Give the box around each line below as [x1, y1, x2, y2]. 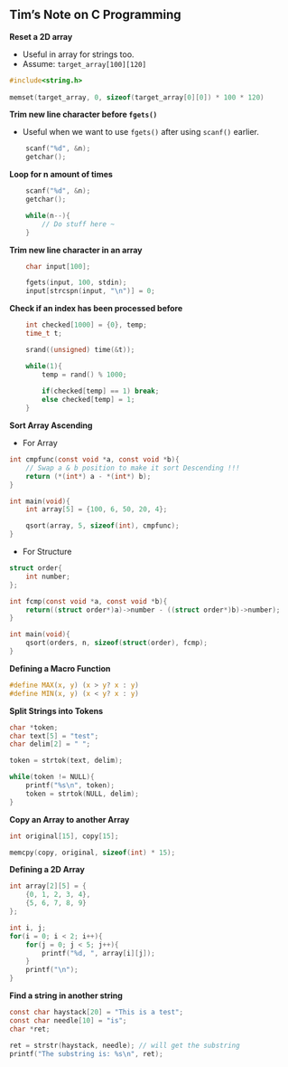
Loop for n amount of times [9, 169, 113, 180]
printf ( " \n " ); [25, 966, 79, 975]
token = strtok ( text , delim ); [9, 756, 124, 766]
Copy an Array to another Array [9, 814, 130, 824]
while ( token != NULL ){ [9, 773, 95, 782]
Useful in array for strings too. [22, 49, 135, 60]
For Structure [22, 547, 72, 557]
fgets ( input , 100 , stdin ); [25, 278, 127, 288]
